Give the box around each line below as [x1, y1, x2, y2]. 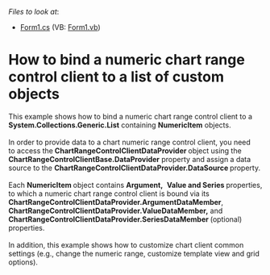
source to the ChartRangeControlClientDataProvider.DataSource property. [8, 163, 260, 173]
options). [8, 257, 39, 267]
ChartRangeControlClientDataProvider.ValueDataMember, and [8, 206, 223, 215]
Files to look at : [8, 7, 60, 16]
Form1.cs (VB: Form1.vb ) [19, 23, 101, 31]
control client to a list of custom [8, 68, 224, 86]
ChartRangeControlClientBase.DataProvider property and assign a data [8, 154, 251, 164]
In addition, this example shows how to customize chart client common [8, 240, 244, 249]
